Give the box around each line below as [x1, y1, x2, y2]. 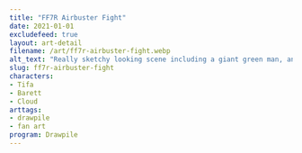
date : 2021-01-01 [9, 22, 75, 31]
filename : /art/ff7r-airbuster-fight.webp [9, 47, 171, 56]
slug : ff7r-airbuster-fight [9, 64, 115, 73]
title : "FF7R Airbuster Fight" [9, 13, 127, 22]
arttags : [9, 105, 42, 114]
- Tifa [9, 80, 34, 89]
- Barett [9, 88, 42, 97]
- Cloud [9, 96, 39, 106]
